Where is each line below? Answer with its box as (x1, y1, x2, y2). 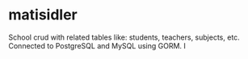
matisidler (8, 6, 78, 24)
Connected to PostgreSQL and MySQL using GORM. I (8, 40, 186, 50)
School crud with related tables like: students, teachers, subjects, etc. (8, 32, 240, 42)
